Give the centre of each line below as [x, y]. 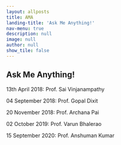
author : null [22, 45]
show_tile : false [28, 51]
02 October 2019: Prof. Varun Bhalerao [54, 124]
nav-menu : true [25, 28]
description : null [29, 34]
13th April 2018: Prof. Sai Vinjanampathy [55, 89]
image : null [21, 39]
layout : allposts [28, 12]
